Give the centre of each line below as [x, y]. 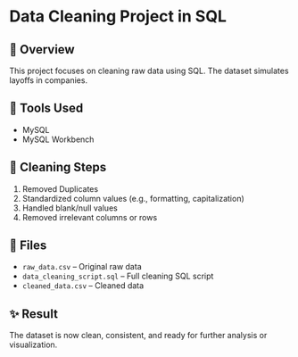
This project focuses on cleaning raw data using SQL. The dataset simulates [149, 71]
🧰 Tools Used [46, 108]
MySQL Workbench [58, 139]
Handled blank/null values [70, 208]
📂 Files [28, 246]
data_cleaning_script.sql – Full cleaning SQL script [118, 276]
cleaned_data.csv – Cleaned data [83, 286]
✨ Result [33, 314]
